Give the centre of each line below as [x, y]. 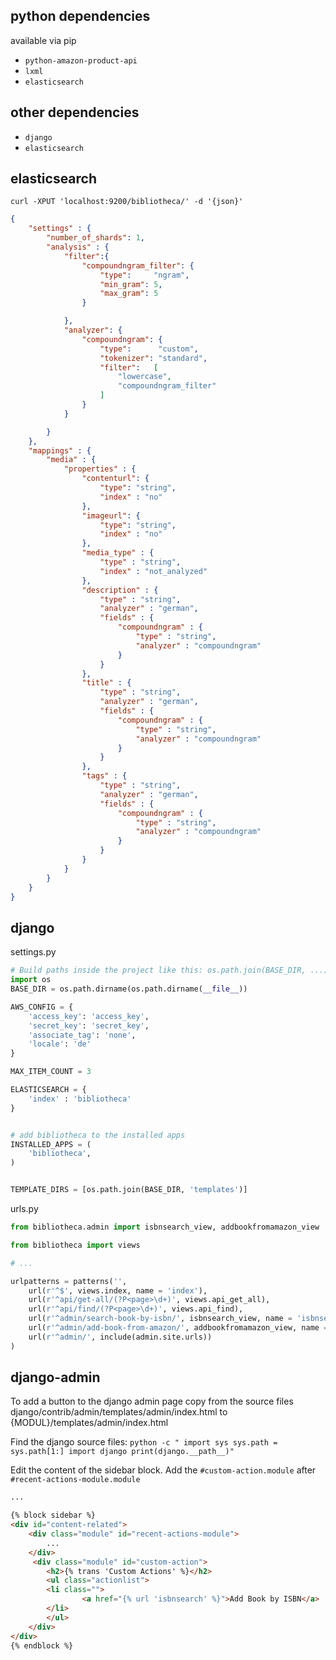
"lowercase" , [144, 377]
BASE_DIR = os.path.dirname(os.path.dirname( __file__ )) [129, 989]
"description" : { [120, 590]
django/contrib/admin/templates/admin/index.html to [119, 1412]
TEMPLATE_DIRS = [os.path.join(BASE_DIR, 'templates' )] [129, 1190]
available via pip [43, 40]
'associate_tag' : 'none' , [82, 1035]
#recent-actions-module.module [75, 1480]
